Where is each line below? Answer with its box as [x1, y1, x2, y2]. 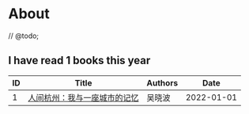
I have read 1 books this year [8, 54, 151, 67]
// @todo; [8, 31, 40, 40]
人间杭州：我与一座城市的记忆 [28, 92, 140, 103]
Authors [146, 77, 179, 88]
